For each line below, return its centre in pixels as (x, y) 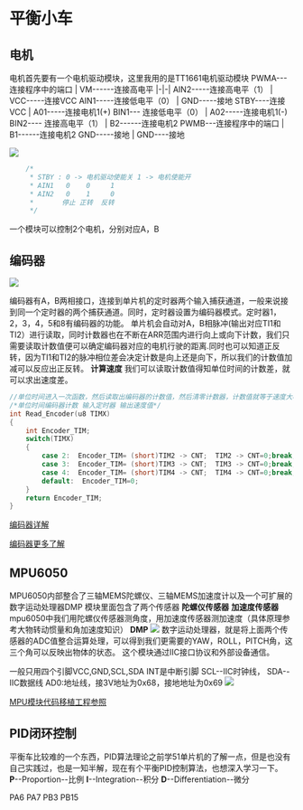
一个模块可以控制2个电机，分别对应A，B (84, 229)
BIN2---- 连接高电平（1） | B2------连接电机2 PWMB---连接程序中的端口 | (147, 123)
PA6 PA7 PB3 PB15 (44, 797)
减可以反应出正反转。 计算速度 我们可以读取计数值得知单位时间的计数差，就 (150, 369)
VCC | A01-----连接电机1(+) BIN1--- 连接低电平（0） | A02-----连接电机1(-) (149, 112)
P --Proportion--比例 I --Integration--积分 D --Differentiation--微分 (129, 779)
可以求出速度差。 (41, 380)
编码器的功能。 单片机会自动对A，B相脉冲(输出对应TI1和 (177, 324)
